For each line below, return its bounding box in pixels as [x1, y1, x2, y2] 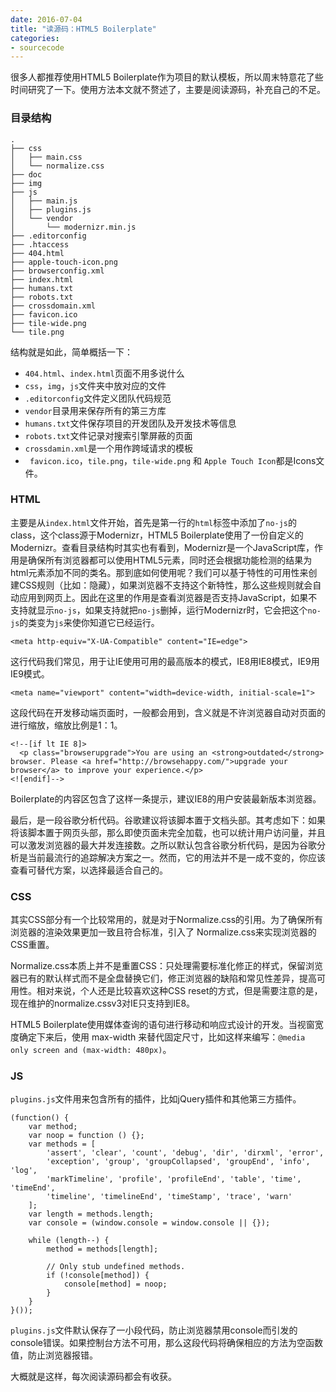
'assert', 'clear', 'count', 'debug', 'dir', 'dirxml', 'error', [46, 1148, 325, 1158]
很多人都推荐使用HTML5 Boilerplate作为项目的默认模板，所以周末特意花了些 [10, 71, 324, 83]
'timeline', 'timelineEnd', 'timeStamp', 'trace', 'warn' [46, 1192, 293, 1202]
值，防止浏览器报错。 [10, 1349, 98, 1361]
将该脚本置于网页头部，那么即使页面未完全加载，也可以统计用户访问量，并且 [10, 826, 326, 838]
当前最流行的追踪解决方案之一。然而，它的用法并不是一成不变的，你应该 [27, 851, 326, 863]
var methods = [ [28, 1139, 97, 1150]
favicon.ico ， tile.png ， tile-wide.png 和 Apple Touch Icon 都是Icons [29, 454, 317, 466]
